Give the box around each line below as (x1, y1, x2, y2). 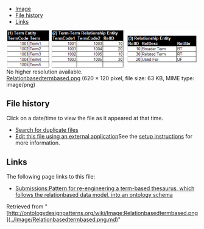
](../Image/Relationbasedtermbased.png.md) (6, 216, 119, 224)
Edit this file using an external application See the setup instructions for (15, 133, 193, 140)
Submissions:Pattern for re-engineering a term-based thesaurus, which (15, 185, 195, 192)
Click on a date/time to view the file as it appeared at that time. (6, 115, 163, 122)
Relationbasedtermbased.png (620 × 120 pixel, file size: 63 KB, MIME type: (6, 74, 195, 81)
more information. (15, 139, 60, 146)
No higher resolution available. (6, 68, 83, 75)
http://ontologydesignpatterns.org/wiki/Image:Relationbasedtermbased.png (8, 210, 198, 217)
